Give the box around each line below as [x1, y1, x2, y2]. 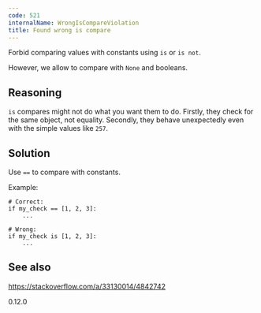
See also [8, 261, 51, 274]
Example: [8, 183, 39, 192]
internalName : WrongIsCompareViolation [8, 19, 140, 27]
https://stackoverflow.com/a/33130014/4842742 [8, 281, 166, 291]
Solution [8, 147, 50, 160]
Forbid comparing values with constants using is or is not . [8, 48, 201, 58]
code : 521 [8, 11, 41, 20]
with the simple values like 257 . [8, 124, 109, 133]
